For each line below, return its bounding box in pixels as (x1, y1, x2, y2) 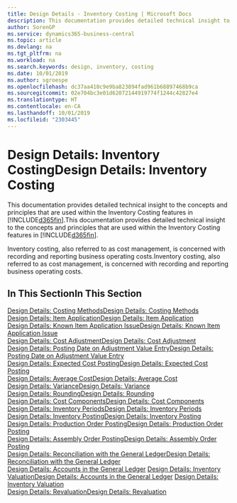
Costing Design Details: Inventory (7, 161, 207, 178)
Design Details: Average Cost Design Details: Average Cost (7, 374, 178, 383)
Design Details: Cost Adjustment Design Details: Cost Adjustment (7, 337, 197, 345)
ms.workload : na (7, 57, 55, 64)
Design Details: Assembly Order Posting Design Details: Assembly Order (7, 435, 217, 443)
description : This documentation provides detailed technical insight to (7, 17, 231, 24)
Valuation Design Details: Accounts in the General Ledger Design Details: (7, 472, 219, 481)
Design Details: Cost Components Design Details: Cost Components (7, 397, 204, 406)
